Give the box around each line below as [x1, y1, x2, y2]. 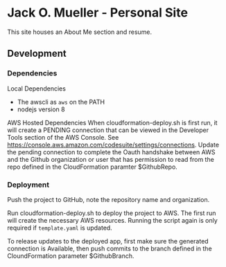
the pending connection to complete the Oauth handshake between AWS [7, 147, 216, 156]
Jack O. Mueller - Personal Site [7, 5, 189, 21]
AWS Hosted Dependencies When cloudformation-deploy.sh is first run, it [7, 118, 218, 127]
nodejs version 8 [17, 105, 65, 113]
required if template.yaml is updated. [7, 223, 112, 232]
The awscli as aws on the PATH [17, 98, 105, 106]
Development [7, 48, 67, 59]
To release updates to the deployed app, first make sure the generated [7, 237, 209, 245]
